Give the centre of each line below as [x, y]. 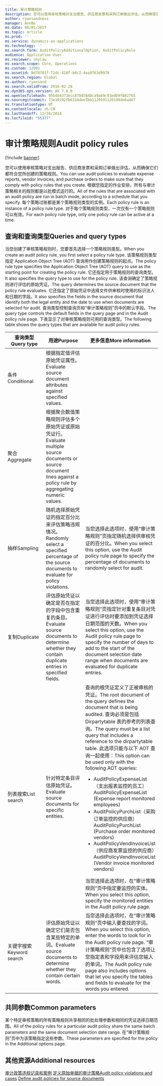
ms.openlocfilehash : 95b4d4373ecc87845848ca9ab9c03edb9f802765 [70, 95]
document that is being [111, 707]
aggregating [60, 489]
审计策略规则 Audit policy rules [67, 144]
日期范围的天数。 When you [116, 624]
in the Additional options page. [36, 1044]
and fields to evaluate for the [118, 983]
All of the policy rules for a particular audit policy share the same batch [84, 1026]
